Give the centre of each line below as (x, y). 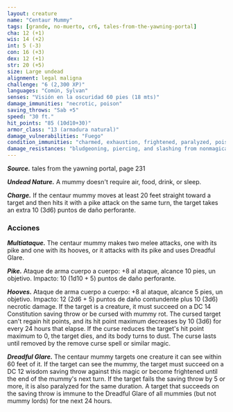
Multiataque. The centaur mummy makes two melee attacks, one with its (112, 243)
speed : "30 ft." (31, 116)
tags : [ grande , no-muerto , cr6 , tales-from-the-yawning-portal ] (102, 26)
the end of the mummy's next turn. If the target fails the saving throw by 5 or (116, 379)
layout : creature (32, 14)
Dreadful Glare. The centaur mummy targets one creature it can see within (114, 357)
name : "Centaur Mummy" (40, 20)
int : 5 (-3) (24, 46)
